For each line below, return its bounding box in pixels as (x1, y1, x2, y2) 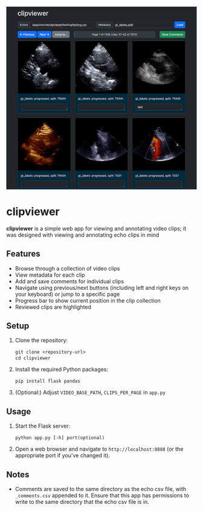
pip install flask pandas (14, 378, 80, 384)
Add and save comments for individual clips (14, 277, 124, 284)
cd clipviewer (14, 355, 51, 361)
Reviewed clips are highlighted (14, 303, 92, 310)
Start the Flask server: (14, 422, 71, 429)
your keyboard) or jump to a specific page (14, 291, 120, 298)
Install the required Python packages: (14, 366, 109, 373)
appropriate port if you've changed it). (14, 452, 111, 459)
